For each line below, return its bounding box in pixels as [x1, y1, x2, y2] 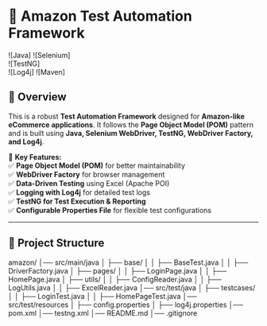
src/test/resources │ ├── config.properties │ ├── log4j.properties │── [8, 300, 244, 309]
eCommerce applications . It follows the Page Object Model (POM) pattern [8, 119, 254, 130]
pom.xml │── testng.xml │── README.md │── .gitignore [8, 308, 198, 317]
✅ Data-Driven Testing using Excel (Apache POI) [8, 178, 170, 188]
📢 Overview [8, 91, 67, 104]
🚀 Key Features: [8, 152, 62, 161]
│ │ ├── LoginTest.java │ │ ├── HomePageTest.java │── [8, 291, 197, 301]
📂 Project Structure [8, 236, 105, 250]
